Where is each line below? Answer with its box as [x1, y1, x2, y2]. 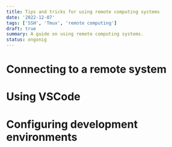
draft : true [6, 25, 36, 32]
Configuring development [6, 118, 138, 131]
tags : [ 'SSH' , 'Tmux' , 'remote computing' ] [6, 20, 117, 26]
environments [6, 130, 78, 144]
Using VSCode [6, 90, 81, 104]
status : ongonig [6, 37, 47, 43]
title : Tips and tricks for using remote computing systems [6, 8, 161, 15]
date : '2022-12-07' [6, 14, 55, 20]
